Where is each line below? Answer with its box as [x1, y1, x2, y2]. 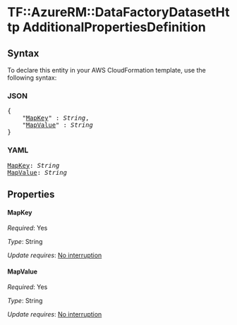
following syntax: [7, 73, 57, 82]
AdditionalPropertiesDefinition [22, 19, 206, 35]
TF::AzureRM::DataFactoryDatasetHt [7, 4, 230, 20]
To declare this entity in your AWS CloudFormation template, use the [7, 66, 206, 74]
